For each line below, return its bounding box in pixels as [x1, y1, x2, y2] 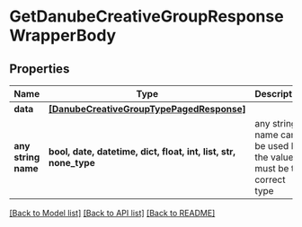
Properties [9, 61, 70, 76]
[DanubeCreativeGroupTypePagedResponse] [48, 103, 246, 115]
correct [254, 173, 286, 186]
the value [254, 151, 294, 163]
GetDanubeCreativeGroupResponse [9, 6, 285, 27]
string [13, 151, 40, 163]
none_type [48, 157, 96, 169]
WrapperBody [9, 25, 117, 46]
